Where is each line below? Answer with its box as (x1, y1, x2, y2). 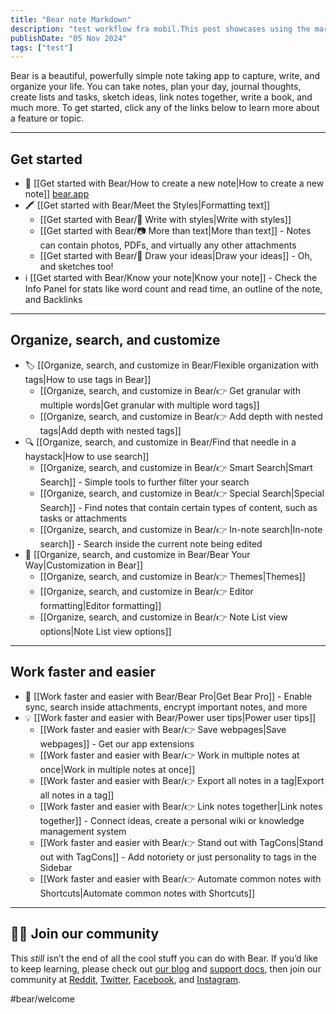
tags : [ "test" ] (10, 42, 74, 53)
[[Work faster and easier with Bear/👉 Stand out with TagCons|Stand (39, 836, 324, 848)
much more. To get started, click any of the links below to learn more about (10, 102, 320, 114)
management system (39, 825, 127, 837)
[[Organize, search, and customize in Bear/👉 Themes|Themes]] (39, 570, 306, 582)
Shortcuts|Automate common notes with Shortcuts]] (39, 887, 256, 899)
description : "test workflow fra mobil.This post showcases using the (10, 24, 311, 34)
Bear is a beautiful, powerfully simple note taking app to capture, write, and (10, 70, 321, 82)
